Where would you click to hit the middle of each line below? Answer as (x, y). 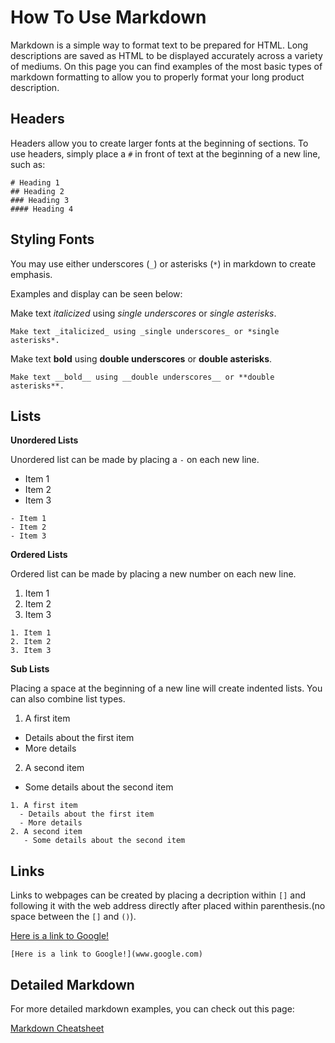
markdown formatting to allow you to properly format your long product (157, 77)
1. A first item (44, 806)
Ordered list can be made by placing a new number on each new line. (153, 574)
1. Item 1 (31, 633)
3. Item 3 (31, 651)
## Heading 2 (37, 191)
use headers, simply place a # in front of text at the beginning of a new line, (165, 153)
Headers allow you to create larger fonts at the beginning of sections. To (159, 143)
